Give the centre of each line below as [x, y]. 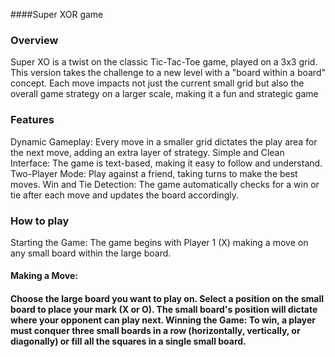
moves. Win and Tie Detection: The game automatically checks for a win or [165, 184]
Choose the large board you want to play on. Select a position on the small [167, 299]
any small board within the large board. [91, 253]
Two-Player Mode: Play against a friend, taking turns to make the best [154, 173]
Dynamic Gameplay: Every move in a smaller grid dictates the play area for [164, 141]
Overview [34, 40]
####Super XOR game [57, 14]
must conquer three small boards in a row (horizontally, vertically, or [155, 331]
